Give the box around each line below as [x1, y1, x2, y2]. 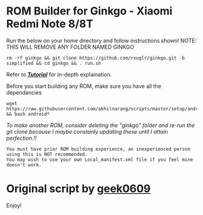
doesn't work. [6, 161, 42, 168]
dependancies [6, 89, 42, 96]
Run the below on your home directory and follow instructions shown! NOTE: [6, 37, 197, 44]
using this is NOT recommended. [6, 151, 88, 157]
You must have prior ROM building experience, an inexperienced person [6, 146, 190, 152]
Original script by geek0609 [6, 182, 151, 196]
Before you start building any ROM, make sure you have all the [6, 83, 162, 90]
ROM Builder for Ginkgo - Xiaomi [6, 4, 173, 18]
